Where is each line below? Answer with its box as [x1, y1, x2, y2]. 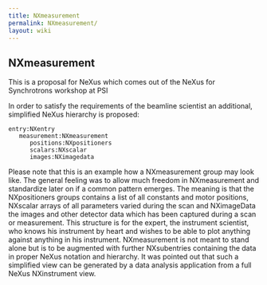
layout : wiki [8, 26, 52, 34]
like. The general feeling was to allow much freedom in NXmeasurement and [8, 176, 259, 185]
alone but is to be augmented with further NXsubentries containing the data [8, 243, 257, 253]
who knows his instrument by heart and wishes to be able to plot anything [8, 227, 251, 236]
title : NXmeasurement [8, 11, 80, 20]
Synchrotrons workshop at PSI [8, 85, 108, 96]
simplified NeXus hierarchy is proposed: [8, 109, 139, 120]
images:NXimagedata [29, 153, 94, 161]
